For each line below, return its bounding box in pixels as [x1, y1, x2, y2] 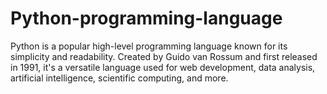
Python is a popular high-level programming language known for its [10, 40, 288, 52]
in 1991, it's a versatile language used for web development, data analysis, [10, 61, 316, 73]
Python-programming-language [10, 7, 283, 30]
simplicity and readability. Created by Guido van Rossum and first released [10, 50, 318, 62]
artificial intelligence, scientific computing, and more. [10, 72, 229, 84]
